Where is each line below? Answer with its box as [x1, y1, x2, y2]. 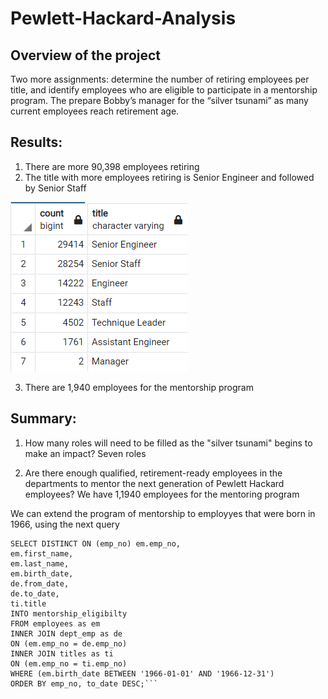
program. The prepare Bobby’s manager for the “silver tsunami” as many [10, 95, 309, 106]
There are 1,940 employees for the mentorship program [24, 381, 254, 393]
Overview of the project [10, 47, 162, 64]
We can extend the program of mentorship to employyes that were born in [10, 507, 316, 519]
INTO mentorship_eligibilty [10, 608, 128, 619]
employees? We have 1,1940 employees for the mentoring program [24, 488, 300, 500]
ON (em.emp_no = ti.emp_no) [10, 658, 128, 669]
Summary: [10, 410, 77, 427]
